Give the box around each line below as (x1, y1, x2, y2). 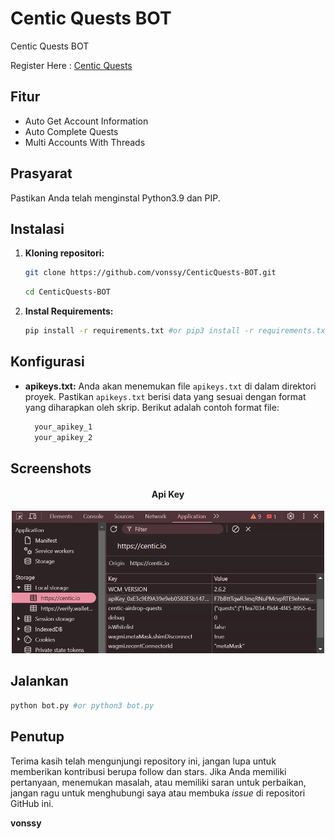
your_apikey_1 (34, 422, 93, 432)
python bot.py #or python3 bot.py (10, 700, 155, 711)
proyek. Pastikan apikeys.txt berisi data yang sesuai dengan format (24, 390, 307, 402)
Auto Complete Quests (24, 125, 119, 137)
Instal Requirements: (24, 305, 114, 317)
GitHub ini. (10, 797, 54, 809)
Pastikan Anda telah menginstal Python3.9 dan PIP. (10, 192, 221, 204)
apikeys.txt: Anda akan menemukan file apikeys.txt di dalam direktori (24, 380, 317, 392)
